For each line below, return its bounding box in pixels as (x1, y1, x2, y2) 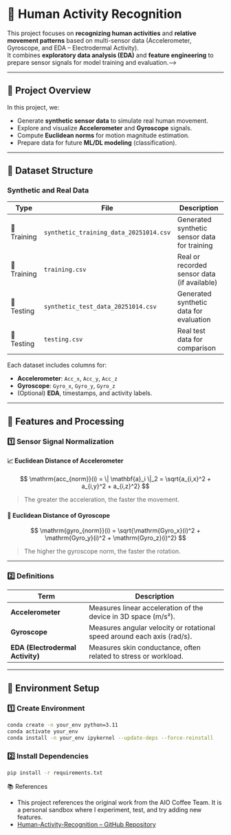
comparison (177, 343, 217, 353)
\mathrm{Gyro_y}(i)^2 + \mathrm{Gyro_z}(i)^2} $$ (44, 534, 187, 542)
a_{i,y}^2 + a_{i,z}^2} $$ (81, 482, 150, 490)
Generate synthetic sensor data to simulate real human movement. (16, 117, 208, 125)
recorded (177, 261, 208, 270)
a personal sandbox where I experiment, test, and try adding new (16, 805, 202, 814)
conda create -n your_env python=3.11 (7, 722, 118, 729)
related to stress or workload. (89, 652, 184, 661)
